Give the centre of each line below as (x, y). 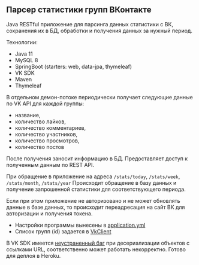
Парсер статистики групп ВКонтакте (79, 10)
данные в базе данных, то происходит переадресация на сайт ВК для (96, 207)
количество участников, (46, 134)
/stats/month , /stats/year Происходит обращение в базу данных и (91, 182)
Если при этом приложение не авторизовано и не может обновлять (94, 200)
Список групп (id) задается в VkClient (63, 231)
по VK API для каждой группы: (45, 103)
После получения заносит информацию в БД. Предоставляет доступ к (97, 159)
